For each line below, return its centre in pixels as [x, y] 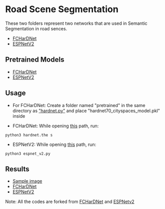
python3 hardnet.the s [29, 135]
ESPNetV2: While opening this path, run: [54, 144]
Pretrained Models [35, 60]
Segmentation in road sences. [36, 28]
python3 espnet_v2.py [28, 153]
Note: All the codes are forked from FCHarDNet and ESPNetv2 [70, 202]
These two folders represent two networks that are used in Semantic [76, 23]
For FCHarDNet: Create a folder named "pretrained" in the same [79, 105]
